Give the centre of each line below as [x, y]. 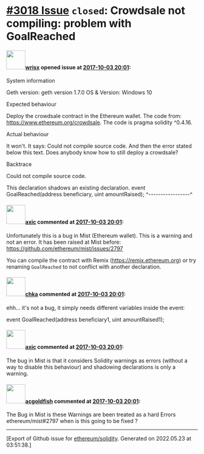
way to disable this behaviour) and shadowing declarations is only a [91, 367]
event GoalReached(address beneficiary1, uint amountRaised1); [86, 319]
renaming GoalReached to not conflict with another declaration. [84, 267]
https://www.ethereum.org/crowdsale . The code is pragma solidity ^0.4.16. [99, 123]
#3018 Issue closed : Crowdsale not [96, 11]
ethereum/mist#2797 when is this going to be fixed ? [72, 421]
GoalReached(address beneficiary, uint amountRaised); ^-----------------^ [100, 194]
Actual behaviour [28, 134]
